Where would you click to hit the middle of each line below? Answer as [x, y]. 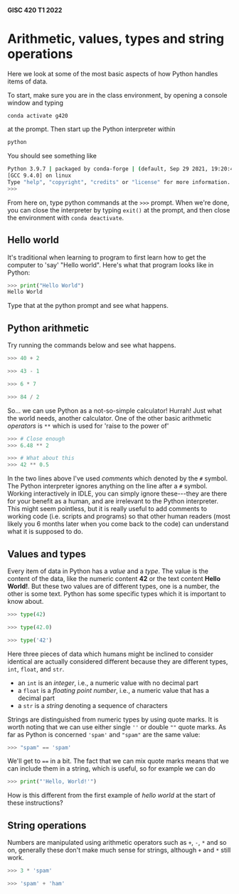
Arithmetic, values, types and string [116, 38]
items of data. [28, 81]
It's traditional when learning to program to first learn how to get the [107, 257]
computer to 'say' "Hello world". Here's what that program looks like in [111, 264]
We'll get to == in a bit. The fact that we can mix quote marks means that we [118, 761]
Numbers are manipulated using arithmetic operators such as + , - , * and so [117, 843]
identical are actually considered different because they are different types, [118, 661]
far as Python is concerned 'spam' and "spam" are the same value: [104, 734]
